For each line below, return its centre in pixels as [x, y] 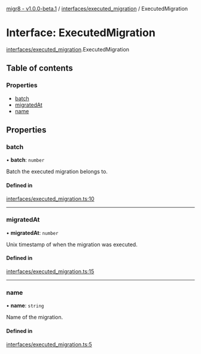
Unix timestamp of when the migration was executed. [72, 244]
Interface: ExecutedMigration [81, 33]
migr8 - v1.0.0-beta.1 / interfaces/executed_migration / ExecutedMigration [97, 9]
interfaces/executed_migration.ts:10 [50, 199]
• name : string [25, 305]
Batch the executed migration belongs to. [57, 172]
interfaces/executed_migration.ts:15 [50, 271]
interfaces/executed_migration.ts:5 [49, 344]
